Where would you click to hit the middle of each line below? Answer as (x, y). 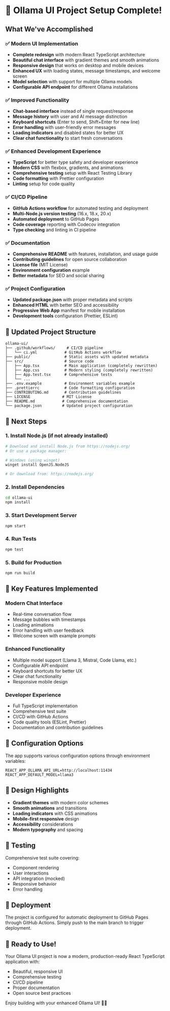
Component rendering (36, 867)
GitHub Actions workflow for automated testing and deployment (80, 208)
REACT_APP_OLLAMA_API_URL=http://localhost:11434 (59, 770)
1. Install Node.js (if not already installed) (57, 436)
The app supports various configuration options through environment (78, 756)
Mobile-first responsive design (46, 819)
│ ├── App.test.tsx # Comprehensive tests (59, 375)
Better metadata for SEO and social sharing (58, 276)
